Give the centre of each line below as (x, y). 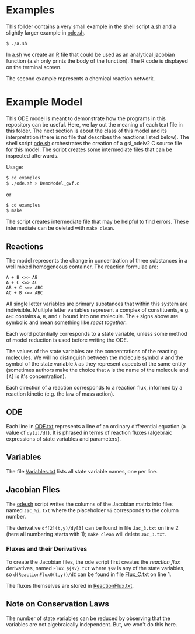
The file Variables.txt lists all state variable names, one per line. (82, 471)
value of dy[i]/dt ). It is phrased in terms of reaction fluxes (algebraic (89, 432)
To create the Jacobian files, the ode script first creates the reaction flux (93, 562)
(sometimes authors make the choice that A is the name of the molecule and (97, 370)
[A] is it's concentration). (36, 376)
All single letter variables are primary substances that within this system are (97, 304)
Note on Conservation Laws (58, 604)
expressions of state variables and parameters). (64, 439)
